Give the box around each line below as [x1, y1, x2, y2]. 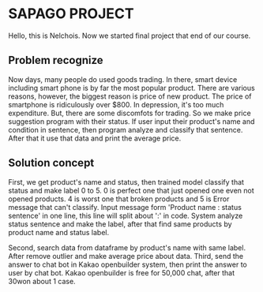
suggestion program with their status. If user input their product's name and [8, 116, 255, 126]
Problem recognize [8, 54, 104, 67]
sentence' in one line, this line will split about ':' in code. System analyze [8, 211, 243, 220]
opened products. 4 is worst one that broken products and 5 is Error [8, 194, 230, 204]
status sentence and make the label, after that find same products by [8, 219, 232, 229]
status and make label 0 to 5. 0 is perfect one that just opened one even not [8, 185, 254, 195]
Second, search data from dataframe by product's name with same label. [8, 242, 246, 253]
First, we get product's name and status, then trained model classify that [8, 177, 245, 186]
